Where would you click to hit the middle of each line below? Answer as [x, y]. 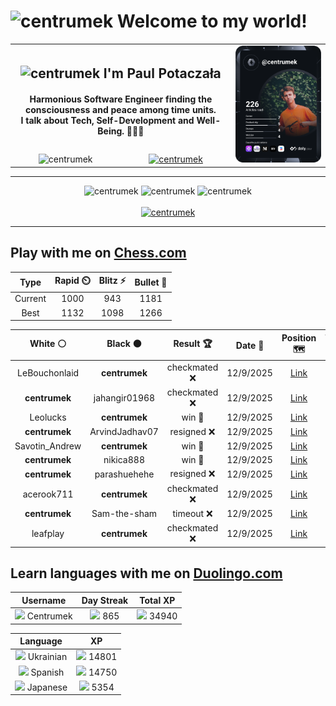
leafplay [48, 534]
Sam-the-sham [124, 514]
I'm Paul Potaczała [162, 73]
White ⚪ [48, 344]
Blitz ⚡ [112, 281]
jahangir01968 [124, 398]
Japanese [47, 687]
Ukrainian [47, 657]
